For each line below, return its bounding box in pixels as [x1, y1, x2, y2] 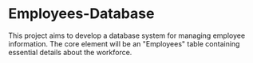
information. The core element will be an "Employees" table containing [8, 39, 240, 48]
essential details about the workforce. [8, 47, 132, 57]
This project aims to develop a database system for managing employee [8, 31, 246, 40]
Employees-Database [8, 5, 155, 23]
